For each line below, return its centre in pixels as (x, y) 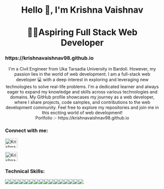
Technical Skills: (25, 171)
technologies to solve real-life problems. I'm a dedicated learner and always (82, 86)
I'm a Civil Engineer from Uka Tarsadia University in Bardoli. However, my (82, 69)
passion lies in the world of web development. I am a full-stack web (82, 74)
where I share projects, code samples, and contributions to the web (82, 102)
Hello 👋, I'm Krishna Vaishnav (82, 10)
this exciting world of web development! (82, 113)
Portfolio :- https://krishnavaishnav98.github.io (82, 118)
